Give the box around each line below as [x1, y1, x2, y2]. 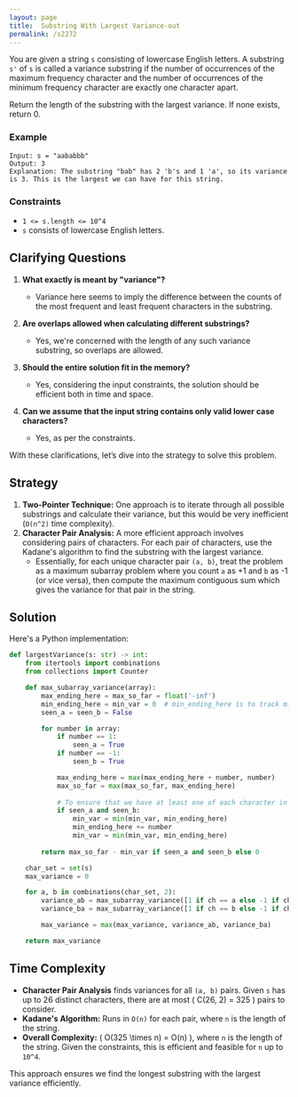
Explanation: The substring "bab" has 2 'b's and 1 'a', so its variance [9, 166, 288, 176]
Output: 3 [9, 159, 46, 168]
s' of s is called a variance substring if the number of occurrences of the [9, 63, 275, 74]
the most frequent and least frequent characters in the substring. [35, 300, 273, 311]
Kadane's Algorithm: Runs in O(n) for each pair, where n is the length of [21, 1013, 286, 1023]
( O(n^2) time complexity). [21, 517, 115, 529]
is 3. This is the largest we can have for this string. [9, 174, 224, 183]
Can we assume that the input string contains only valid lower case [21, 405, 275, 416]
